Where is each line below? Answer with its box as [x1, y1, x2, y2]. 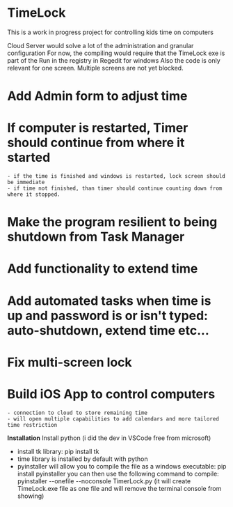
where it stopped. [7, 191, 61, 198]
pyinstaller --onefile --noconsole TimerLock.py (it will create [17, 476, 191, 485]
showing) [17, 492, 45, 500]
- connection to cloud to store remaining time [7, 409, 148, 416]
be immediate [7, 179, 45, 186]
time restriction [7, 421, 58, 428]
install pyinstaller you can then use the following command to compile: [17, 469, 219, 478]
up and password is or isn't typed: [7, 308, 209, 324]
